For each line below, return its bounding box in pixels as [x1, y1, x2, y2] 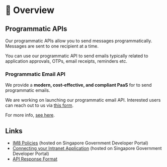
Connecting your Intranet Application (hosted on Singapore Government [12, 145, 162, 151]
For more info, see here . [5, 112, 55, 118]
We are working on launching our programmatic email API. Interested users [5, 97, 161, 103]
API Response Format [12, 156, 58, 162]
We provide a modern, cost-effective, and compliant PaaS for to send [5, 82, 152, 88]
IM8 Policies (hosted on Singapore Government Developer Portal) [12, 140, 148, 146]
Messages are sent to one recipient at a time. [5, 43, 99, 49]
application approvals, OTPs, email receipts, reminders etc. [5, 58, 127, 64]
